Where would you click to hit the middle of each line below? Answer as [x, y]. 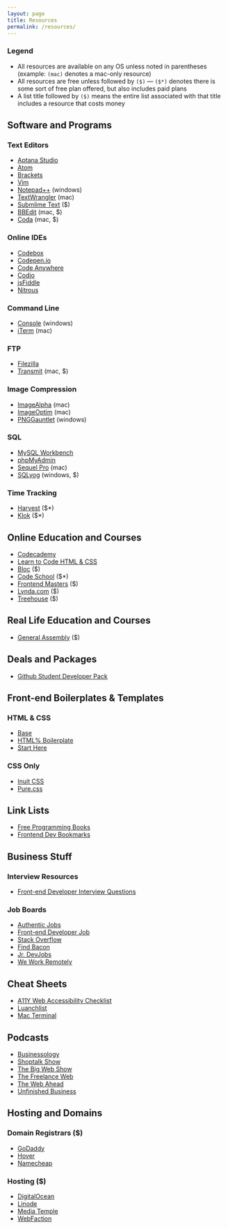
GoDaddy [31, 1148]
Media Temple [38, 1211]
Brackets [30, 175]
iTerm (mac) [35, 330]
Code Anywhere [40, 267]
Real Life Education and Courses [79, 620]
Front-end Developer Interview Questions [76, 892]
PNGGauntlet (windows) [52, 419]
